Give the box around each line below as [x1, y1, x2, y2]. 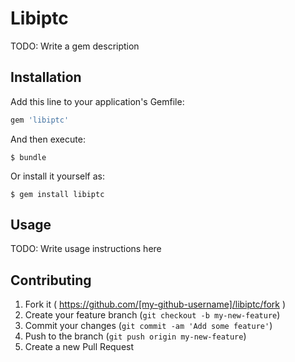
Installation [10, 69, 82, 86]
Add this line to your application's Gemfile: [10, 95, 185, 107]
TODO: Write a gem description [10, 40, 140, 52]
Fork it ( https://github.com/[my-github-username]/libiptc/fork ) [24, 298, 287, 311]
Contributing [10, 272, 92, 289]
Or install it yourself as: [10, 170, 105, 182]
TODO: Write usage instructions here [10, 243, 162, 255]
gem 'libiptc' [10, 115, 70, 125]
